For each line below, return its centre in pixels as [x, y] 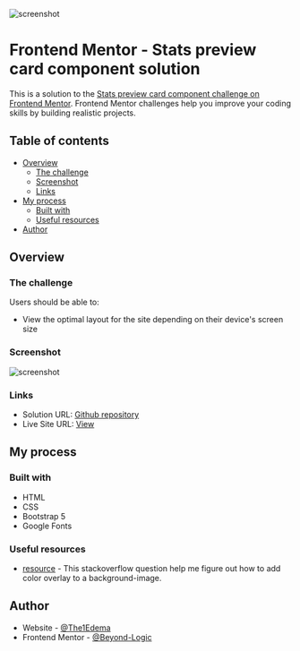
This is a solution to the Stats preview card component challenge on [134, 93]
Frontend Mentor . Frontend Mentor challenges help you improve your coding [150, 103]
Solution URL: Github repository [81, 415]
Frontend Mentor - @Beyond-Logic [87, 637]
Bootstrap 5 [44, 516]
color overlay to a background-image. [92, 578]
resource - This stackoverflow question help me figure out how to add [151, 569]
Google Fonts [47, 526]
